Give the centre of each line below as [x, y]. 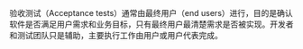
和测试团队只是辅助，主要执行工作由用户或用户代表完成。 [116, 35]
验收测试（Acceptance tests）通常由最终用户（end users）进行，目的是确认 [151, 13]
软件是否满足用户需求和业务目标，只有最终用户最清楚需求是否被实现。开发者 [151, 24]
